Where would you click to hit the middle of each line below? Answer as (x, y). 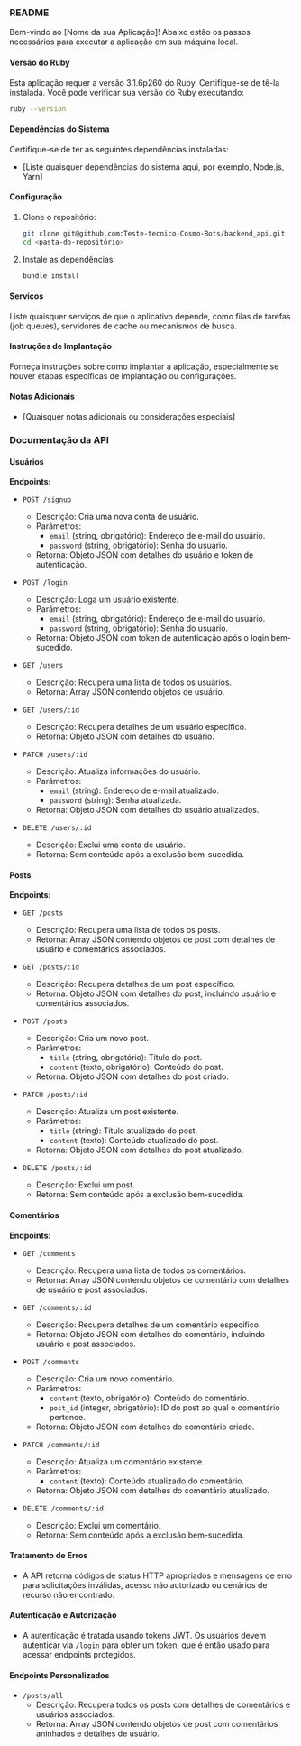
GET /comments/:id (57, 1307)
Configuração (36, 197)
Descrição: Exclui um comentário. (98, 1525)
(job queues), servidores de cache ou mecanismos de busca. (123, 326)
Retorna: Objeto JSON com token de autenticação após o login (152, 638)
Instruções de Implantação (61, 346)
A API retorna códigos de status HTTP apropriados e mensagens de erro (157, 1575)
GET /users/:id (51, 710)
